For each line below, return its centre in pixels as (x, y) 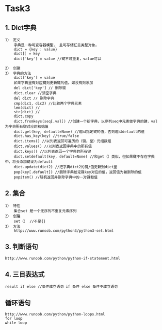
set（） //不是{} (30, 221)
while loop (16, 323)
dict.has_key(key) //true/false (46, 136)
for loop (14, 319)
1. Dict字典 (21, 27)
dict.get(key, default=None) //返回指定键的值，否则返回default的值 (79, 132)
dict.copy (24, 116)
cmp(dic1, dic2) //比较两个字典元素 (48, 104)
